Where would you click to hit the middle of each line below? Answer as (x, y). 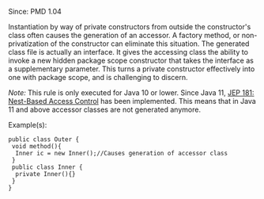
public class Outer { (44, 140)
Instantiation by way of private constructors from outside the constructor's (130, 27)
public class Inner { (47, 167)
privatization (28, 44)
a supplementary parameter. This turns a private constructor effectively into (132, 69)
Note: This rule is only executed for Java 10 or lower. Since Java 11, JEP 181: (131, 93)
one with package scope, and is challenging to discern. (98, 77)
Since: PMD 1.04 (35, 11)
